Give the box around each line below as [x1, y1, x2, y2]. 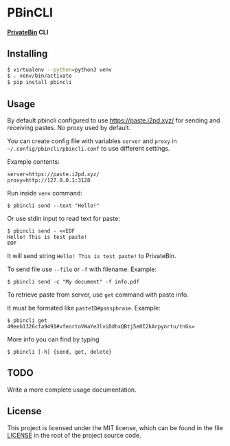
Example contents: [7, 158, 60, 166]
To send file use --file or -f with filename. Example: [7, 265, 157, 273]
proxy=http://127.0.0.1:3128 [7, 177, 91, 184]
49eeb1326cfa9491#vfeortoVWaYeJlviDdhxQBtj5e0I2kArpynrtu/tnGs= [7, 323, 195, 330]
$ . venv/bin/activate [7, 72, 72, 80]
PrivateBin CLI [7, 28, 49, 36]
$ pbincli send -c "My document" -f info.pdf [7, 279, 139, 286]
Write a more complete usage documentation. [7, 385, 137, 394]
